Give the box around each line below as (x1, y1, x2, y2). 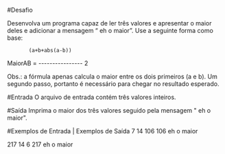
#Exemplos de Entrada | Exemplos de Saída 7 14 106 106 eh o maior (7, 127, 198, 135)
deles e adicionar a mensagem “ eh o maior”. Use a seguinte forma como (7, 27, 214, 34)
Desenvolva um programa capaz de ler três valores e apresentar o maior (7, 19, 212, 27)
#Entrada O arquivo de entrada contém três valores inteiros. (7, 93, 176, 101)
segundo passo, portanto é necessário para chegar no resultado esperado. (7, 80, 220, 88)
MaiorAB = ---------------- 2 (7, 59, 88, 67)
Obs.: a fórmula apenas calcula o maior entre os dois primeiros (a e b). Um (7, 72, 217, 80)
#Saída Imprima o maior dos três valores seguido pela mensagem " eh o (7, 107, 211, 114)
